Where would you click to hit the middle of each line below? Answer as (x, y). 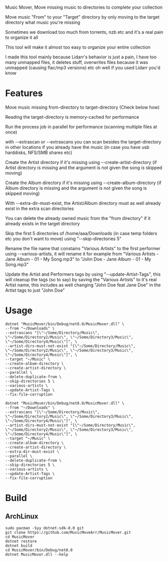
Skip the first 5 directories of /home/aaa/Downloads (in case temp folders (81, 233)
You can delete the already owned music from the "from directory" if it (78, 218)
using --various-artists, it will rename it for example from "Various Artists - (82, 254)
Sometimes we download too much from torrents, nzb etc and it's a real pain (84, 32)
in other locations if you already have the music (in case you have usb (77, 147)
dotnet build (19, 545)
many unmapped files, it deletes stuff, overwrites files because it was (77, 62)
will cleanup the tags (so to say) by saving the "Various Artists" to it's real (81, 279)
